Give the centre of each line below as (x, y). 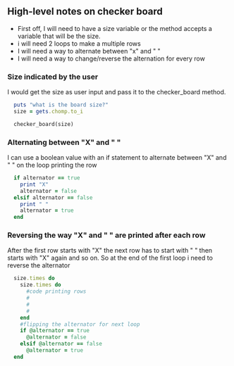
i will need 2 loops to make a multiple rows (79, 43)
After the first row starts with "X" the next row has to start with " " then (110, 251)
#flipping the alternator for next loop (80, 324)
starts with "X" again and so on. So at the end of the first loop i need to (110, 258)
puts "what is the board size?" (61, 105)
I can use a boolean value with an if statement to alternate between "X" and (117, 158)
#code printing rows (56, 291)
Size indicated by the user (53, 77)
